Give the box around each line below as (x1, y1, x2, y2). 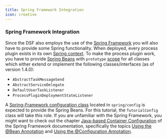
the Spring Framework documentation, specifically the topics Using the (5, 123, 151, 129)
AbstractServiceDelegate (12, 82, 64, 87)
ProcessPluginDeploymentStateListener (12, 93, 93, 98)
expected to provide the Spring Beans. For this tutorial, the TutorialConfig (5, 107, 158, 113)
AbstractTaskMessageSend (12, 77, 64, 82)
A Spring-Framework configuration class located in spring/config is (5, 101, 145, 107)
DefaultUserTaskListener (12, 87, 64, 92)
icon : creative (5, 12, 37, 17)
